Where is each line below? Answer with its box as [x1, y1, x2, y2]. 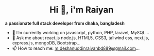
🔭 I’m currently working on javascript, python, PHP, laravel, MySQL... [12, 29, 150, 35]
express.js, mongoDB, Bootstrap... [12, 40, 81, 45]
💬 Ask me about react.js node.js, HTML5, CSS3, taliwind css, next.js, [12, 35, 149, 41]
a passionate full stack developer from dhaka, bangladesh [5, 20, 125, 26]
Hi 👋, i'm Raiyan [49, 4, 114, 15]
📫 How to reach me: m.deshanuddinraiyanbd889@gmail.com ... [12, 45, 140, 51]
